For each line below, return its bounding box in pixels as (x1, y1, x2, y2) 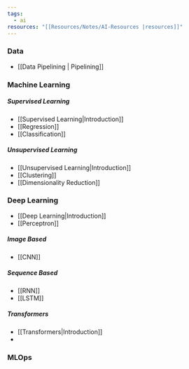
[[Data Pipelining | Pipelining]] (17, 62, 104, 71)
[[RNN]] (17, 286, 41, 295)
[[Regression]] (17, 122, 59, 130)
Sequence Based (7, 269, 58, 277)
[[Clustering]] (17, 171, 57, 179)
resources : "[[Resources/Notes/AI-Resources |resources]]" (7, 23, 183, 30)
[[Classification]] (17, 130, 66, 138)
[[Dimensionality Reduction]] (17, 178, 100, 186)
